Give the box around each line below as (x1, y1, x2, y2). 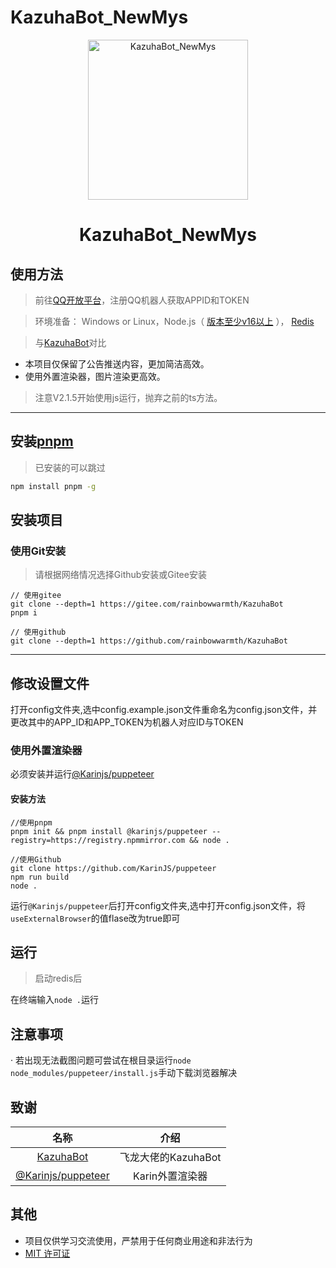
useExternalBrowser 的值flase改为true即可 (10, 912, 181, 924)
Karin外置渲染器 (132, 1169, 208, 1183)
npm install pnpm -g (10, 481, 97, 491)
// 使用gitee (10, 591, 62, 601)
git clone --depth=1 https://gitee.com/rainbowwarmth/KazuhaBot (10, 599, 284, 610)
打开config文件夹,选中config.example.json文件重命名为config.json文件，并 (10, 704, 318, 716)
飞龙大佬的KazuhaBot (119, 1151, 222, 1165)
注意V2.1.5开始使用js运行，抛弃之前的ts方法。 (34, 391, 223, 403)
